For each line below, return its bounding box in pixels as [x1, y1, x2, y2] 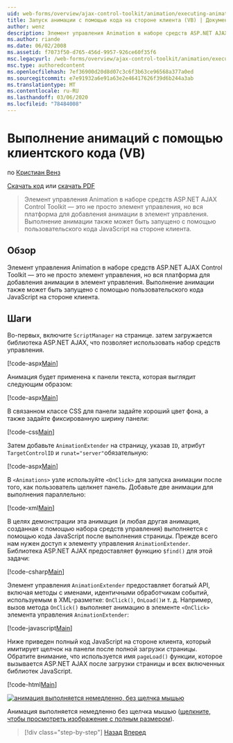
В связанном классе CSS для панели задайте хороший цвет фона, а [7, 407, 209, 415]
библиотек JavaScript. [7, 667, 73, 676]
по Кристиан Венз [7, 168, 61, 176]
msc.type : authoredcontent [7, 62, 85, 69]
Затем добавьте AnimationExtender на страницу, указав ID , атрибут [7, 442, 205, 450]
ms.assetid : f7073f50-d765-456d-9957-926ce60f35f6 [7, 49, 157, 56]
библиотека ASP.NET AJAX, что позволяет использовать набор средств [7, 338, 221, 347]
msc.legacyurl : [7, 56, 51, 62]
